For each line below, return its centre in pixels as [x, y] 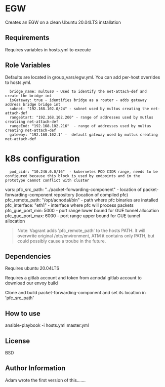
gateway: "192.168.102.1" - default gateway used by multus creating [84, 135]
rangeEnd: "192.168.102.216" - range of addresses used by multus [81, 126]
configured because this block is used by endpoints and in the [73, 176]
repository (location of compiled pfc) [91, 194]
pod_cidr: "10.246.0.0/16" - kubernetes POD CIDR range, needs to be [84, 172]
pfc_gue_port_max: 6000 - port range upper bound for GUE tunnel [73, 216]
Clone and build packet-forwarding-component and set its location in [75, 293]
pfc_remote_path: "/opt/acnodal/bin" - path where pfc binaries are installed [82, 200]
